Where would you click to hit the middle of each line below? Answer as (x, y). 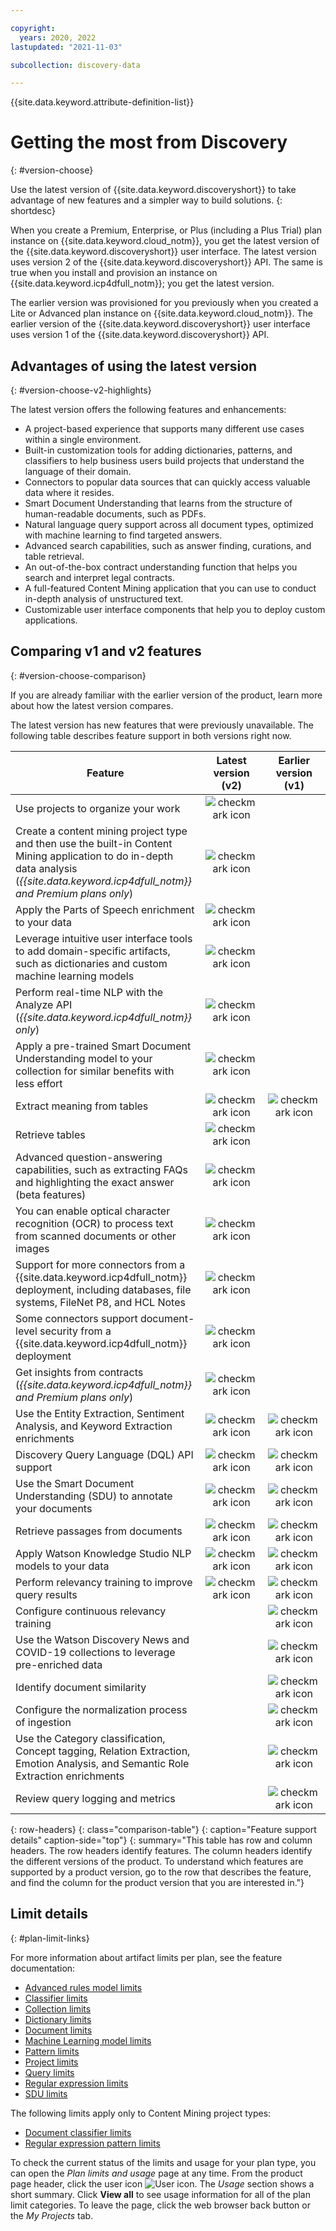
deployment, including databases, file (103, 1289)
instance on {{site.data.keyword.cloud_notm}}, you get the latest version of (165, 241)
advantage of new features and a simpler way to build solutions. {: (146, 200)
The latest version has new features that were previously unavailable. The (162, 725)
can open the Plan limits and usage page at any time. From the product (156, 2173)
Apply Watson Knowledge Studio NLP (103, 1553)
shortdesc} (33, 211)
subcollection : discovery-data (75, 65)
